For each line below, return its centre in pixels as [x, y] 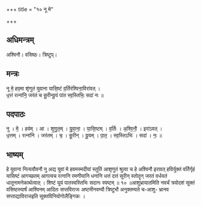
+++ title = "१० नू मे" [30, 9]
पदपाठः [16, 114]
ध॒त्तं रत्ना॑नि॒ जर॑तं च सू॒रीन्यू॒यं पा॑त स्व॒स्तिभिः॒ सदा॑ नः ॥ [55, 95]
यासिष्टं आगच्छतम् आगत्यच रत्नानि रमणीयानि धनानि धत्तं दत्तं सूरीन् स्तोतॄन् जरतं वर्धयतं [87, 176]
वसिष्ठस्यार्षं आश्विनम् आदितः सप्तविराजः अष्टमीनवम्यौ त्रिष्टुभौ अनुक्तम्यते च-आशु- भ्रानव [88, 190]
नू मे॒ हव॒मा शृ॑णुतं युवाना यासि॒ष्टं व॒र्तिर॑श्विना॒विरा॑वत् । [53, 88]
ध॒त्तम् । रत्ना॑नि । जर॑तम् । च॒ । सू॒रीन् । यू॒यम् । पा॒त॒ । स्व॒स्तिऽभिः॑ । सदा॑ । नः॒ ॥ [84, 136]
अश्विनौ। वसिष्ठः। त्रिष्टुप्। [32, 55]
